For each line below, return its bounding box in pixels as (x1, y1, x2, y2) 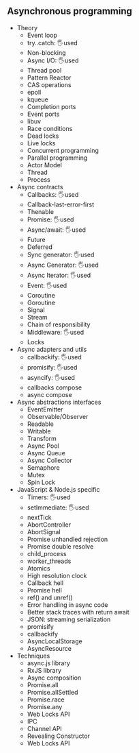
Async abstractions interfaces (16, 398, 102, 406)
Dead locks (27, 132, 59, 140)
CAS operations (27, 80, 72, 88)
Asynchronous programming (7, 5, 133, 17)
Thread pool (27, 66, 62, 74)
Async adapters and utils (16, 345, 87, 353)
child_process (27, 549, 67, 558)
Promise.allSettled (27, 688, 78, 696)
